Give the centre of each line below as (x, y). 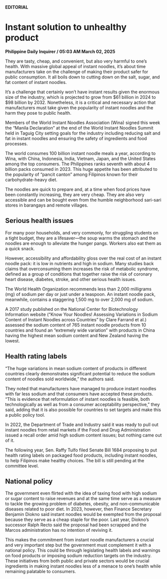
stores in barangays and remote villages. (47, 205)
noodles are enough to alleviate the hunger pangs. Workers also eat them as (83, 243)
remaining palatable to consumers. (41, 572)
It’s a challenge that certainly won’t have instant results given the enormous (83, 92)
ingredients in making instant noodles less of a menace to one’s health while (83, 566)
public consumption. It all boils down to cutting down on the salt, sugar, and (83, 77)
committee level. (22, 466)
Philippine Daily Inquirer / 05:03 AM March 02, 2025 (60, 51)
